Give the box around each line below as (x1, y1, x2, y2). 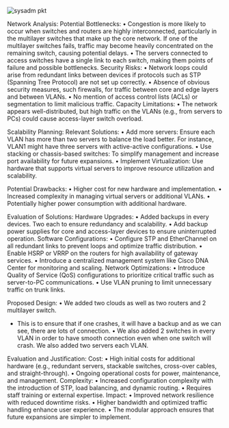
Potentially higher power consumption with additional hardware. (7, 200, 187, 207)
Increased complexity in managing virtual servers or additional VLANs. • (7, 192, 211, 200)
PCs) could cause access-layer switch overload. (7, 115, 144, 123)
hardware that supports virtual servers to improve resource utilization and (7, 165, 215, 172)
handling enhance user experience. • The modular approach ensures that (7, 405, 214, 414)
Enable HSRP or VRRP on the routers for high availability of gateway (7, 249, 198, 257)
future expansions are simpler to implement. (7, 413, 131, 421)
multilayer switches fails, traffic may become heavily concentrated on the (7, 42, 213, 49)
